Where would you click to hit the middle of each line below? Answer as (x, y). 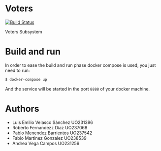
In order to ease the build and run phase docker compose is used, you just (80, 65)
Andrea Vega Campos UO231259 (46, 143)
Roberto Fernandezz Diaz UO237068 (50, 127)
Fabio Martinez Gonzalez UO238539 (49, 138)
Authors (22, 108)
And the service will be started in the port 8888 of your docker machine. (78, 89)
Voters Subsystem (24, 31)
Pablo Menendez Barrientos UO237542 (52, 133)
